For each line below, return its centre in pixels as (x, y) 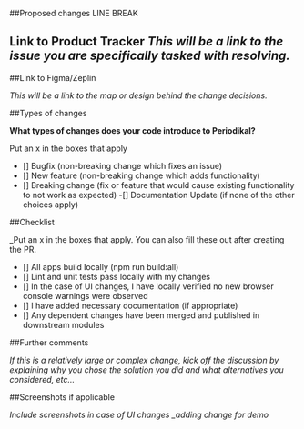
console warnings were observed (85, 295)
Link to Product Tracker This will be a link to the (147, 41)
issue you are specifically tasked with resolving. (150, 56)
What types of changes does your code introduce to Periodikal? (133, 130)
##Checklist (32, 222)
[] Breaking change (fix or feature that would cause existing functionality (158, 185)
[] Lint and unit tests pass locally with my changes (117, 276)
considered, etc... (42, 379)
